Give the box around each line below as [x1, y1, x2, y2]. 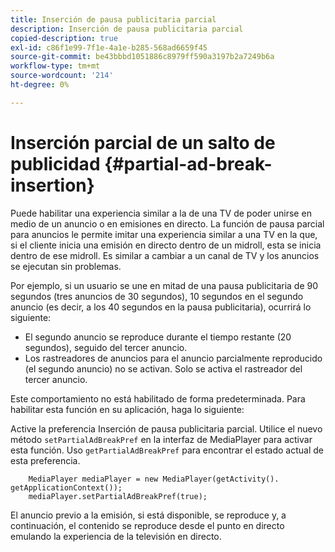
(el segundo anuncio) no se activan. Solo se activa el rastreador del [24, 362, 303, 375]
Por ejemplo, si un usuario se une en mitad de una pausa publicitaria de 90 [10, 279, 319, 291]
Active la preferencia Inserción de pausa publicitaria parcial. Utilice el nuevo [10, 422, 323, 435]
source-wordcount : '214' [10, 71, 114, 81]
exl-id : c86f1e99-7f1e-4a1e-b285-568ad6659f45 [10, 42, 208, 53]
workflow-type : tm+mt [10, 61, 101, 71]
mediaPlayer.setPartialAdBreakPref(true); [28, 491, 208, 501]
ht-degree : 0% [10, 80, 70, 90]
